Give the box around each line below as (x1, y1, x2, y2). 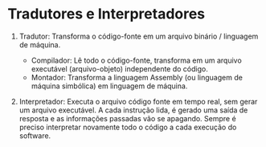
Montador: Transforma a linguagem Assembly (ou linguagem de (31, 72, 243, 82)
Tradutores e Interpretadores (7, 5, 206, 23)
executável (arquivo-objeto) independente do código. (31, 63, 208, 73)
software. (18, 130, 51, 141)
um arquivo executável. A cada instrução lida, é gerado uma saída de (18, 105, 248, 115)
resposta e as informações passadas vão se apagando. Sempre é (18, 113, 236, 123)
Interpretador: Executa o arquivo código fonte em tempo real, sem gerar (18, 96, 258, 106)
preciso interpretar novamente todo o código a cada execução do (18, 122, 237, 132)
